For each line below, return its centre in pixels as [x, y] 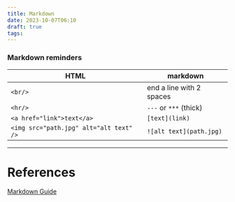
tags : [15, 33]
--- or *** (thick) [175, 108]
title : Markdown [31, 14]
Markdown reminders [45, 58]
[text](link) [168, 118]
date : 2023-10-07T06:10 [42, 20]
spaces [159, 96]
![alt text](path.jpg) [184, 131]
